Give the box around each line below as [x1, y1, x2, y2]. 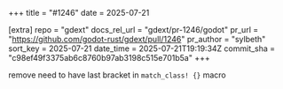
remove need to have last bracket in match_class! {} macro [8, 70, 227, 80]
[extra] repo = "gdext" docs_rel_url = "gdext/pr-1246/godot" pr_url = [8, 25, 259, 34]
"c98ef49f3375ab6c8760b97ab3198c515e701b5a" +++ [8, 53, 210, 63]
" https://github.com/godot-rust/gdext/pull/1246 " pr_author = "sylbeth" [8, 34, 266, 44]
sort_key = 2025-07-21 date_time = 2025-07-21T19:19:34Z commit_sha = [8, 43, 276, 54]
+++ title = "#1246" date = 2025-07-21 [8, 8, 150, 18]
